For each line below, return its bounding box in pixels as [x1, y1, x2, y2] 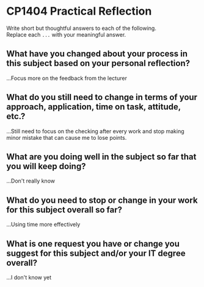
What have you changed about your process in [6, 49, 188, 59]
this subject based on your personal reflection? [6, 58, 191, 68]
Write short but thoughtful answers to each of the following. [6, 24, 157, 32]
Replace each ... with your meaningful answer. [6, 31, 126, 38]
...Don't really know [6, 177, 55, 184]
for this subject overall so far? [6, 205, 122, 215]
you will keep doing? [6, 161, 86, 172]
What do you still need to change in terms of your [6, 92, 197, 103]
